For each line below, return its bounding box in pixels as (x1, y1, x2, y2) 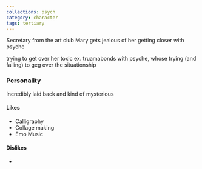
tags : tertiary (6, 20, 45, 26)
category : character (6, 15, 59, 21)
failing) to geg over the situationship (6, 61, 96, 68)
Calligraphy (15, 118, 44, 125)
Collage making (15, 124, 55, 131)
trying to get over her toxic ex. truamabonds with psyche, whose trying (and (6, 55, 197, 62)
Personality (6, 76, 41, 85)
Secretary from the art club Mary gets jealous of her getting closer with (6, 37, 184, 44)
